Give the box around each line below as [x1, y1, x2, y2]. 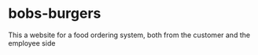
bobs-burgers [8, 5, 101, 22]
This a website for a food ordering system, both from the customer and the [8, 30, 250, 40]
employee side [8, 38, 56, 47]
